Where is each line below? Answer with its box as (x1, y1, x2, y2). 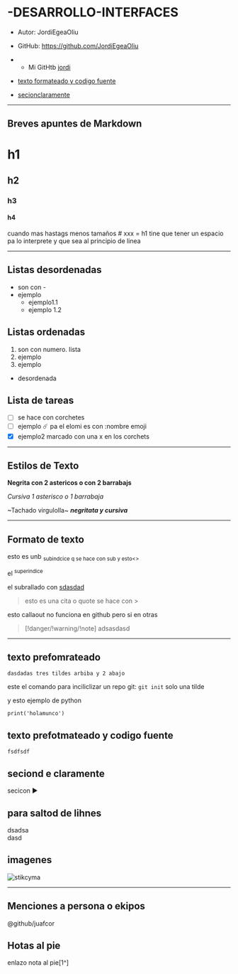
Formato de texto (7, 533, 85, 545)
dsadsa (7, 825, 29, 834)
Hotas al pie (7, 939, 61, 951)
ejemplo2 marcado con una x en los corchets (17, 432, 150, 441)
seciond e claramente (7, 767, 105, 779)
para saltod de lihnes (7, 807, 102, 819)
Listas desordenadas (7, 264, 102, 276)
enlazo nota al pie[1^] (7, 958, 69, 967)
